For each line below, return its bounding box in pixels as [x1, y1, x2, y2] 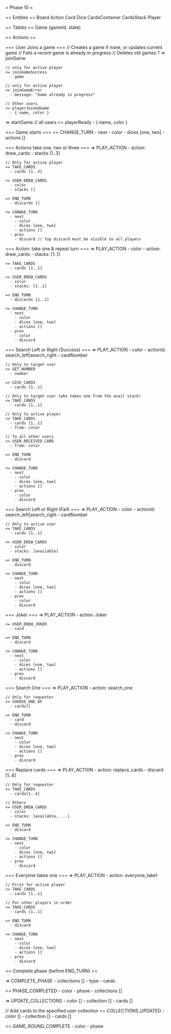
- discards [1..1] [10, 297, 50, 302]
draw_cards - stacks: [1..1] [5, 251, 61, 257]
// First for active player [5, 882, 66, 887]
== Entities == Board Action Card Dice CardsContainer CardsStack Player [5, 14, 161, 20]
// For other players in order [5, 900, 72, 905]
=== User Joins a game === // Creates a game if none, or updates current [5, 44, 163, 50]
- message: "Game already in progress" [10, 92, 96, 97]
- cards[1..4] [10, 791, 40, 796]
